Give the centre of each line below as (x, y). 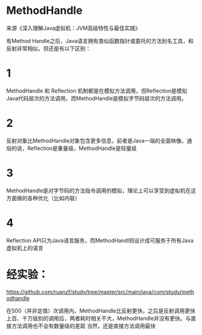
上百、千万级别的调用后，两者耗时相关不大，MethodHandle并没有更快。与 (99, 318)
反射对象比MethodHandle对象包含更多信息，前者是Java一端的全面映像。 (96, 140)
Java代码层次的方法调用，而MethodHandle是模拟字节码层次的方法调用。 (96, 98)
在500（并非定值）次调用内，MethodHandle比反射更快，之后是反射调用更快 (101, 311)
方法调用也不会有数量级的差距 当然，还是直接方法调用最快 (83, 326)
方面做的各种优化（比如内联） (43, 198)
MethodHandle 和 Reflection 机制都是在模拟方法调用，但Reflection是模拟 (97, 91)
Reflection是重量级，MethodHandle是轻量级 (82, 148)
